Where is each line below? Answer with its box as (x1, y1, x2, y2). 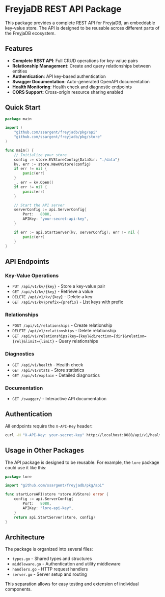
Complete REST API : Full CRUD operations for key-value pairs (12, 58, 138, 64)
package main (5, 116, 32, 121)
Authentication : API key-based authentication (12, 73, 106, 79)
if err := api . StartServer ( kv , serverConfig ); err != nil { (14, 230, 139, 235)
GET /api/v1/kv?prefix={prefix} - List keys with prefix (12, 299, 124, 305)
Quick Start (5, 104, 41, 112)
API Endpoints (5, 257, 50, 266)
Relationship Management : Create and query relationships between (12, 63, 151, 69)
